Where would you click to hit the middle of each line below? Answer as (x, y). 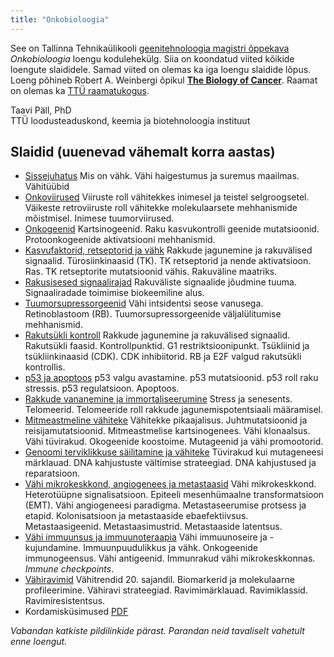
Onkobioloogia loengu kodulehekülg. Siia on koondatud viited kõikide (152, 58)
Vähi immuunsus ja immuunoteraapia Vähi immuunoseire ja (146, 537)
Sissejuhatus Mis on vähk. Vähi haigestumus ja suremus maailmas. (162, 176)
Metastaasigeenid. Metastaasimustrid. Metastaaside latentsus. (153, 527)
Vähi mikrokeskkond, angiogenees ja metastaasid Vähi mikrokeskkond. (170, 484)
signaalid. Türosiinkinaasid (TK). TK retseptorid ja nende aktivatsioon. (168, 261)
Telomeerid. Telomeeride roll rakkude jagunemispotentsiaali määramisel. (174, 410)
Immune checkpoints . (69, 569)
